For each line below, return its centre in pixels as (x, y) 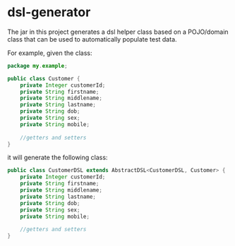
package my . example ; (38, 66)
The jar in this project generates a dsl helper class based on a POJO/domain (118, 32)
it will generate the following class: (58, 158)
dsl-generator (49, 12)
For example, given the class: (50, 53)
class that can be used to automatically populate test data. (92, 39)
